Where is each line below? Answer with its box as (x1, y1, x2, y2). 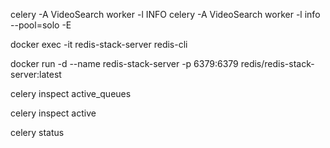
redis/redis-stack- (240, 58, 315, 69)
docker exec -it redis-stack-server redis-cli (10, 39, 188, 50)
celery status (10, 127, 65, 138)
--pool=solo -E (10, 19, 72, 31)
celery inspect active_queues (10, 88, 132, 99)
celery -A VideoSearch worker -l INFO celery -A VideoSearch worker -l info (10, 9, 321, 20)
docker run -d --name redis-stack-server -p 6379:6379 (10, 58, 239, 69)
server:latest (10, 69, 62, 80)
